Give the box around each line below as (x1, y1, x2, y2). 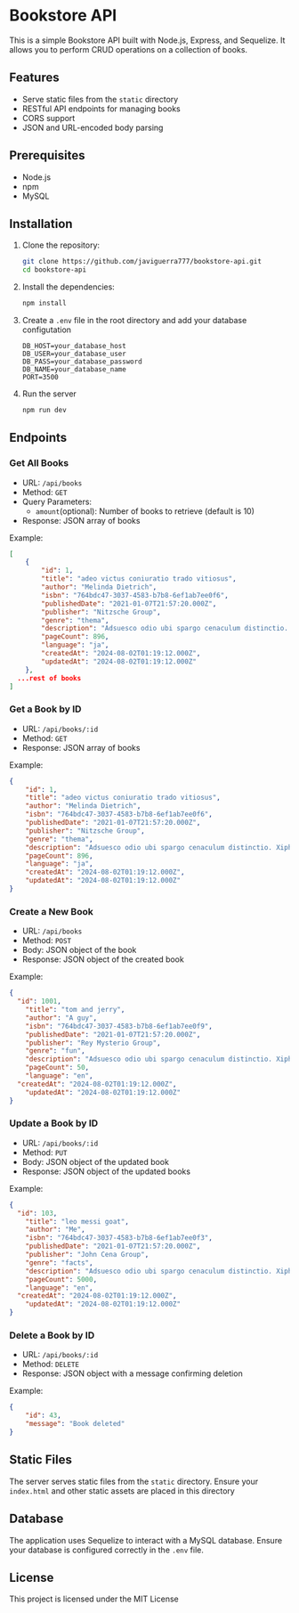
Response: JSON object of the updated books (21, 1166, 191, 1177)
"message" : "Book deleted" (25, 1420, 125, 1429)
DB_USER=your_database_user (21, 349, 126, 358)
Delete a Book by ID (9, 1329, 95, 1341)
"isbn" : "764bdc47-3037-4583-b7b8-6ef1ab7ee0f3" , (25, 1234, 214, 1242)
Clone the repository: (21, 240, 101, 250)
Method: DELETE (21, 1359, 80, 1370)
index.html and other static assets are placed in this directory (9, 1485, 236, 1496)
